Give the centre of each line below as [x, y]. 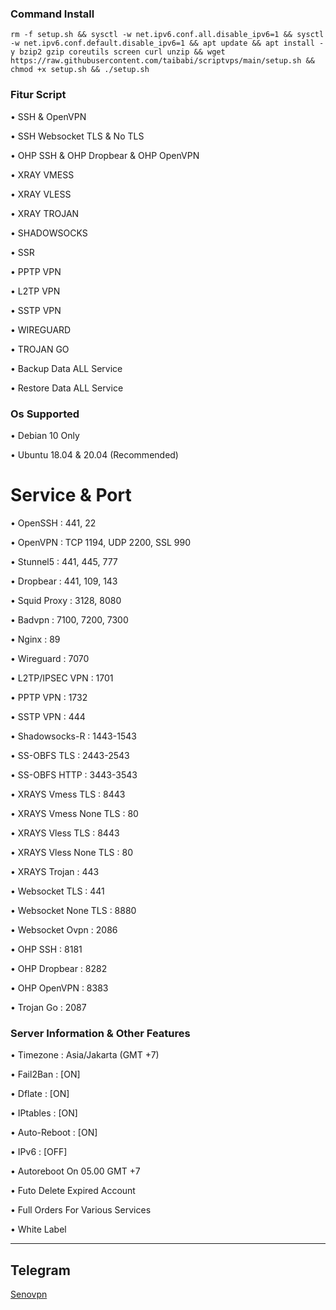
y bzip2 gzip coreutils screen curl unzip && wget [118, 52]
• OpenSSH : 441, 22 [53, 523]
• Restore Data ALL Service [67, 388]
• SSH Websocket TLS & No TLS [77, 136]
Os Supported [45, 414]
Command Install [52, 14]
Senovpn [29, 1294]
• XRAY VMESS [42, 174]
